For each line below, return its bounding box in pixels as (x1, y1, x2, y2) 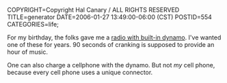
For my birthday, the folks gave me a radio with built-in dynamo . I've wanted (7, 33, 222, 41)
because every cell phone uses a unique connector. (7, 68, 153, 76)
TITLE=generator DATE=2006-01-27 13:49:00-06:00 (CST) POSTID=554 (7, 13, 212, 21)
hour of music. (7, 48, 49, 56)
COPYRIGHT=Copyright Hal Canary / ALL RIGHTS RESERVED (7, 6, 180, 14)
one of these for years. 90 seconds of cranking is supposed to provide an (7, 41, 215, 48)
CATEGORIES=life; (7, 20, 59, 28)
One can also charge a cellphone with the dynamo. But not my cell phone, (7, 61, 215, 69)
